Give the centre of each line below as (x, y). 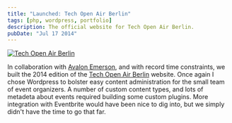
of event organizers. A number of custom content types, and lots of (105, 89)
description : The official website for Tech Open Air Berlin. (101, 27)
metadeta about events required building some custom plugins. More (108, 97)
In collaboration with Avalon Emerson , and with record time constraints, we (116, 67)
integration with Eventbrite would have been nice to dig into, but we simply (116, 104)
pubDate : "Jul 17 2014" (42, 33)
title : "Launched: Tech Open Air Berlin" (69, 14)
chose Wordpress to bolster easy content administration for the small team (116, 82)
